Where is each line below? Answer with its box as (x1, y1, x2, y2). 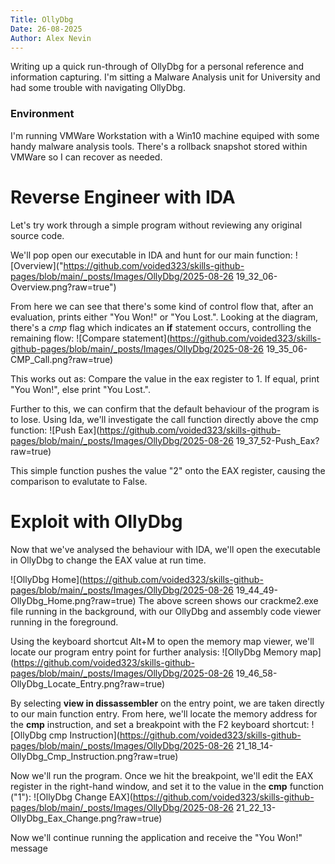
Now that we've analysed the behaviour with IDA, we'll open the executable (10, 543, 321, 555)
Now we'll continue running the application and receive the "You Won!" (10, 831, 303, 843)
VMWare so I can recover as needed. (10, 151, 163, 163)
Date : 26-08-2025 (10, 24, 83, 34)
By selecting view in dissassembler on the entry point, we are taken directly (10, 697, 325, 709)
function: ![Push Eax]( (10, 424, 100, 436)
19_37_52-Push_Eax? (235, 434, 320, 446)
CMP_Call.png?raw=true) (10, 353, 114, 365)
